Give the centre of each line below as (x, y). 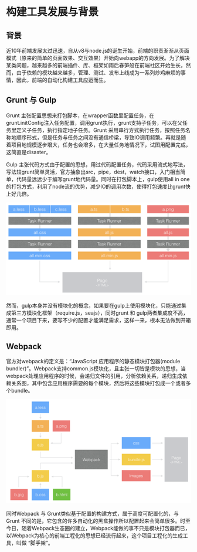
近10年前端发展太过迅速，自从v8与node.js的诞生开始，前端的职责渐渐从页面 (98, 51)
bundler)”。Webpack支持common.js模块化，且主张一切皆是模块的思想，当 (96, 369)
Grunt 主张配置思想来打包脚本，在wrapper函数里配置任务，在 (80, 115)
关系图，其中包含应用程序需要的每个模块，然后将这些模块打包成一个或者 (98, 383)
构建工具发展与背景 (52, 12)
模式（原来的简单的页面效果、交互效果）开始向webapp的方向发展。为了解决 (98, 58)
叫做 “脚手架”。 (35, 543)
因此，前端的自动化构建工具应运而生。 (62, 80)
